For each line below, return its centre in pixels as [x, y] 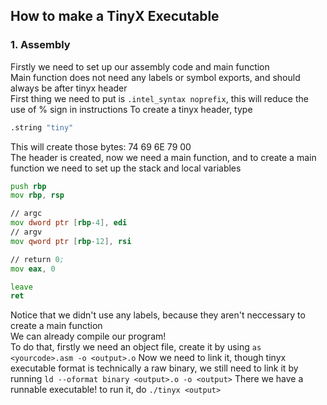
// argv [26, 232]
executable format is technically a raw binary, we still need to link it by [154, 368]
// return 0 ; [37, 259]
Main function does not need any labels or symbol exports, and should [155, 77]
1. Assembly [40, 45]
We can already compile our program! [88, 336]
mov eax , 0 [33, 269]
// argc [26, 214]
